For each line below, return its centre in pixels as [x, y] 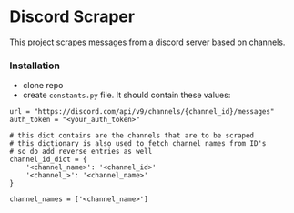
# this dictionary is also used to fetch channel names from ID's [138, 144]
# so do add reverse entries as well [81, 152]
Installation [35, 66]
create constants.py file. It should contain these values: [127, 95]
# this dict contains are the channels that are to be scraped [132, 136]
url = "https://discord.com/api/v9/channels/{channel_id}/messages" [142, 112]
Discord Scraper [72, 17]
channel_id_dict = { [49, 160]
